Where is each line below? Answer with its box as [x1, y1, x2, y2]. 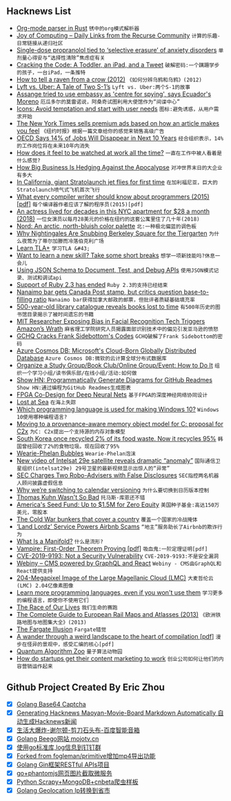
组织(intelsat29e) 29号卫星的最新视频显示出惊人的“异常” [21, 465, 170, 472]
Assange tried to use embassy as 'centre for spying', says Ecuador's [16, 90, 212, 98]
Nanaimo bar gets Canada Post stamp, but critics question [16, 288, 183, 296]
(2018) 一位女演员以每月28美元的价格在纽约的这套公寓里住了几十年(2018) [16, 214, 201, 223]
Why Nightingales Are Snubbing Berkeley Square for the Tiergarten [16, 229, 208, 237]
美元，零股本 [16, 508, 48, 516]
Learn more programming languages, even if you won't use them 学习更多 [16, 588, 223, 596]
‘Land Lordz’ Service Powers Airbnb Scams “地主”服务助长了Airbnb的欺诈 [16, 522, 218, 531]
